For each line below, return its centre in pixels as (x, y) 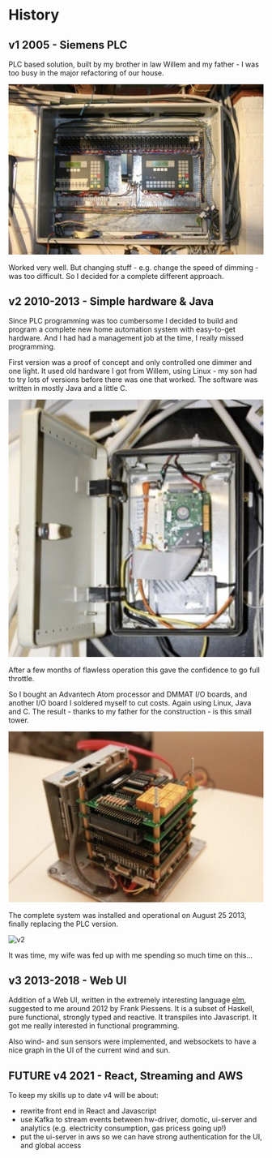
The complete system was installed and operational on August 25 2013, (127, 915)
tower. (19, 720)
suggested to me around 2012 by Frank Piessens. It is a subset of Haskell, (132, 1009)
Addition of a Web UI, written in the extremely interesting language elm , (127, 1000)
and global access (51, 1146)
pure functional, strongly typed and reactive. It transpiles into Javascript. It (133, 1017)
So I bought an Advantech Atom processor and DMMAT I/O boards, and (128, 694)
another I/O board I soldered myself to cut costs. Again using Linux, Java (130, 703)
